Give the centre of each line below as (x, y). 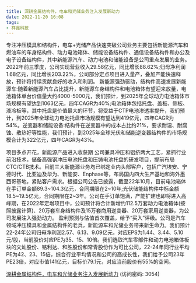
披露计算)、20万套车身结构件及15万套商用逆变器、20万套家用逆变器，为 (97, 211)
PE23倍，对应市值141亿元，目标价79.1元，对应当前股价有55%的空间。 (90, 262)
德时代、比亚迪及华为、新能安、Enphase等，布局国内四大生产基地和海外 (93, 174)
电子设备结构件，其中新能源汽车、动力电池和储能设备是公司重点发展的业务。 (98, 60)
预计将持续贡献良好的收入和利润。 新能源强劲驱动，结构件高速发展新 (99, 82)
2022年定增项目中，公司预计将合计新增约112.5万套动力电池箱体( (103, 203)
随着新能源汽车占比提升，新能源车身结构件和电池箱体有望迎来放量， (100, 89)
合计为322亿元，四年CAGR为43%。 (54, 140)
